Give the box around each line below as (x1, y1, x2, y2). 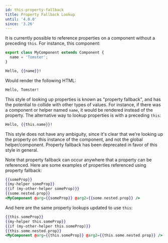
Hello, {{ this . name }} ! (5, 122, 53, 127)
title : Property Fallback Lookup (5, 12, 75, 17)
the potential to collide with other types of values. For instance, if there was (5, 101, 161, 108)
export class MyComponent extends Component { (5, 50, 104, 55)
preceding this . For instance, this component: (5, 41, 101, 47)
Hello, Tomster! (5, 87, 39, 92)
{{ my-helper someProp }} (5, 181, 55, 187)
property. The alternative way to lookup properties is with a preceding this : (5, 112, 161, 118)
